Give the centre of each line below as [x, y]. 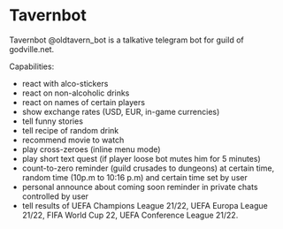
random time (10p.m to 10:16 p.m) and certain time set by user [134, 177]
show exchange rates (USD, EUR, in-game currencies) [121, 111]
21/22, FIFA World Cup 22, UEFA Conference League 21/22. [130, 215]
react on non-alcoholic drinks [76, 93]
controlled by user [55, 196]
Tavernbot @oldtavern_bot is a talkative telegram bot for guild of [127, 40]
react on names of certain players [84, 102]
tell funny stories [53, 121]
